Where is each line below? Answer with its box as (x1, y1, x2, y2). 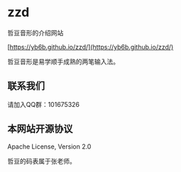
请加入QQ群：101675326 (7, 100, 80, 108)
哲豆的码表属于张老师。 (7, 156, 76, 165)
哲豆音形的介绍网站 (7, 28, 64, 37)
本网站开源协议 (7, 123, 73, 135)
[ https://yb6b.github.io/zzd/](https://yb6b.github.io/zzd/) (7, 42, 174, 51)
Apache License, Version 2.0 (7, 142, 92, 151)
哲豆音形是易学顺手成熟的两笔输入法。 (7, 57, 119, 66)
